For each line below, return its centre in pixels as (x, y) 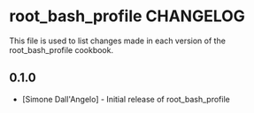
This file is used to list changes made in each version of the (117, 41)
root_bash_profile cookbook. (61, 49)
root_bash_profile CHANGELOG (127, 16)
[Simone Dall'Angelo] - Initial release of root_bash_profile (126, 99)
